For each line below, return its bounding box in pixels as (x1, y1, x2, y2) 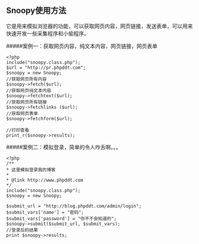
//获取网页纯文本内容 (6, 88, 52, 94)
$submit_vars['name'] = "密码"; (6, 209, 84, 215)
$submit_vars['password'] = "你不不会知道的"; (6, 216, 117, 221)
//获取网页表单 (6, 110, 38, 117)
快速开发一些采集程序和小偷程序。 (6, 30, 89, 37)
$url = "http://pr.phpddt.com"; (6, 65, 86, 70)
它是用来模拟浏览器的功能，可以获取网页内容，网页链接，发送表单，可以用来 (6, 23, 193, 30)
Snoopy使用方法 (6, 5, 67, 16)
